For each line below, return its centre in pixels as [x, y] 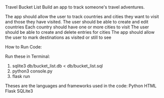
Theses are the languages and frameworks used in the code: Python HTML [81, 86]
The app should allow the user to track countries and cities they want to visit [82, 16]
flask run [21, 76]
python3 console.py [32, 71]
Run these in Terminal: [28, 56]
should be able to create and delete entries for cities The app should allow [80, 32]
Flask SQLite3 [19, 91]
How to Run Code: [23, 47]
